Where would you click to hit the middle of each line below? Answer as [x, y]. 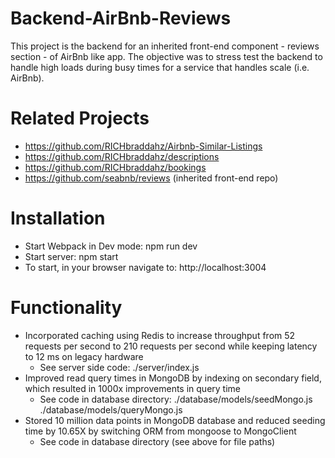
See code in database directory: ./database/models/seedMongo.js [176, 399]
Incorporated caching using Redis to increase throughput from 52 [160, 335]
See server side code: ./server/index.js [119, 367]
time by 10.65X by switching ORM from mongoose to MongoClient [160, 431]
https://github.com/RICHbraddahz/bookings [115, 167]
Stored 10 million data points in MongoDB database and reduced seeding [175, 420]
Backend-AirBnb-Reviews [121, 18]
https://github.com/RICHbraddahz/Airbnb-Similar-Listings [143, 146]
